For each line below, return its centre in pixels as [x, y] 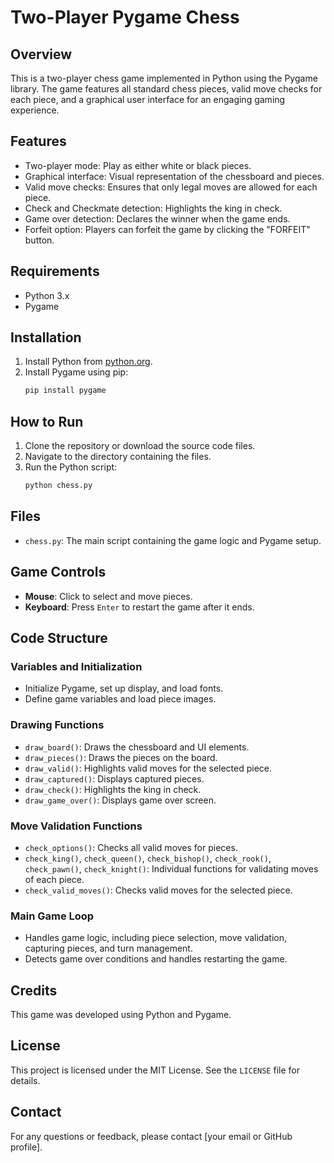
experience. [35, 110]
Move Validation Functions [76, 826]
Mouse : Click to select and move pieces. [108, 596]
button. [39, 240]
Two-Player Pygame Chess [125, 17]
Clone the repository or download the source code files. [140, 446]
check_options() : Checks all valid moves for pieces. [131, 847]
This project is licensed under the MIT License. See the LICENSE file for [155, 1070]
